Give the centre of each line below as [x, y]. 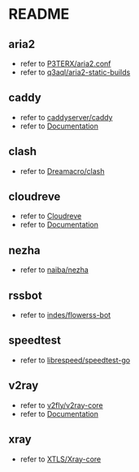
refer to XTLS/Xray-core [61, 459]
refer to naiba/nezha [54, 270]
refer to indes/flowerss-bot [65, 315]
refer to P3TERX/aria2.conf [65, 63]
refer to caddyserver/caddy [66, 117]
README [39, 14]
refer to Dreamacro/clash [62, 171]
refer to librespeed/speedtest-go [75, 360]
